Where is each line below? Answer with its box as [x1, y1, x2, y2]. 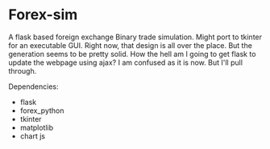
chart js [19, 131, 46, 141]
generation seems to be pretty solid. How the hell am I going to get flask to [8, 49, 256, 58]
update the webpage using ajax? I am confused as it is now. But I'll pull [8, 58, 243, 67]
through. [8, 66, 37, 75]
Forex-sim [8, 6, 78, 24]
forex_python [19, 106, 64, 115]
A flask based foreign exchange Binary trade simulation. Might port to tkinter [8, 32, 263, 42]
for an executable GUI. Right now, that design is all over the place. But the [8, 40, 252, 50]
